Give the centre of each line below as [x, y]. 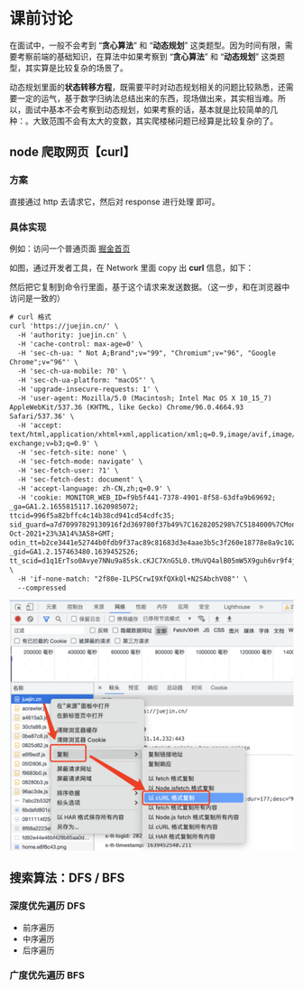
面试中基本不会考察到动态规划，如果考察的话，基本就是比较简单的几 [151, 109]
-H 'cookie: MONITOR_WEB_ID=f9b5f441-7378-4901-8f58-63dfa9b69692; [147, 498]
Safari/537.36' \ [42, 416]
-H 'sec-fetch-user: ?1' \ [68, 471]
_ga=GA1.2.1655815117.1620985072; [74, 507]
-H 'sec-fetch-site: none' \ [72, 453]
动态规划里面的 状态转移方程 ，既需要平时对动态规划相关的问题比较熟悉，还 [147, 87]
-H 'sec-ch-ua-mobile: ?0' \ [72, 371]
